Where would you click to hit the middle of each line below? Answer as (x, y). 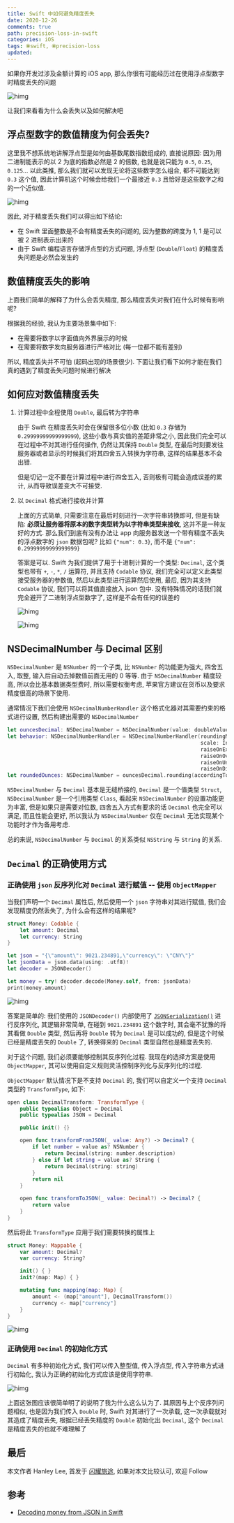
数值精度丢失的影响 (48, 281)
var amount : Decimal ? (51, 1252)
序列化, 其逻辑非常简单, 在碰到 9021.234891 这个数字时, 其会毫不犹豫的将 (123, 1024)
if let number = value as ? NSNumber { (88, 1147)
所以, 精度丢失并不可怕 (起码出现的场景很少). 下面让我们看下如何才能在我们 (115, 361)
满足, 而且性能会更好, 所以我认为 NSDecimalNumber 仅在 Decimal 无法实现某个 (116, 816)
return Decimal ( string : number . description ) (110, 1153)
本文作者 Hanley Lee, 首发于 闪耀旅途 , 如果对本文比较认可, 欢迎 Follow (108, 1471)
